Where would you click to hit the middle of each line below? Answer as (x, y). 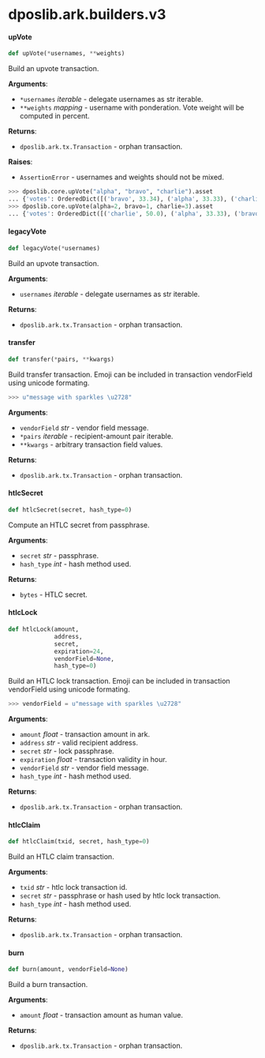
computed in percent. (54, 116)
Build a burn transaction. (48, 985)
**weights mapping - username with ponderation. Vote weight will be (132, 107)
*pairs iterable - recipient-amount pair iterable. (96, 436)
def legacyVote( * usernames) (54, 248)
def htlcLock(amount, (44, 629)
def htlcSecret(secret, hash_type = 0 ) (70, 510)
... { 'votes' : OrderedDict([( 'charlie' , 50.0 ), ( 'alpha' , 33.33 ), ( (123, 214)
